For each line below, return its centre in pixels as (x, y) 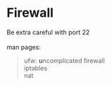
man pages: (24, 47)
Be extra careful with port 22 (48, 32)
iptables (35, 68)
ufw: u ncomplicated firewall (64, 60)
